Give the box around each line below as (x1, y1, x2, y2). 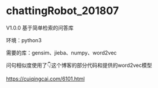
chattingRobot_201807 (6, 4, 119, 18)
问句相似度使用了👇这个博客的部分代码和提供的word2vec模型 (6, 62, 152, 69)
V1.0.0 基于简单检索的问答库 (6, 24, 74, 31)
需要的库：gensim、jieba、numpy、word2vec (6, 49, 117, 56)
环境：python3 (6, 36, 42, 43)
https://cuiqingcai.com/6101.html (6, 75, 85, 82)
